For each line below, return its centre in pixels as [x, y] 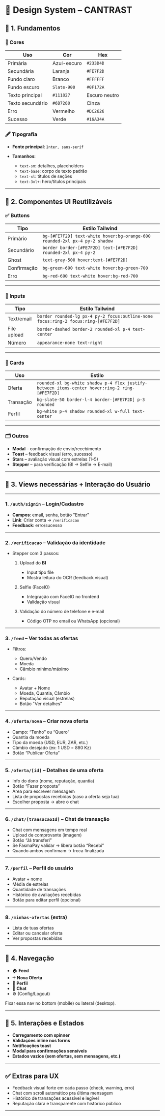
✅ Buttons [17, 216]
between [46, 388]
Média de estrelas [30, 884]
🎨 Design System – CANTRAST [69, 10]
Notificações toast [32, 1046]
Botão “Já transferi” [32, 840]
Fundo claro [21, 79]
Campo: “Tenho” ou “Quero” [41, 732]
